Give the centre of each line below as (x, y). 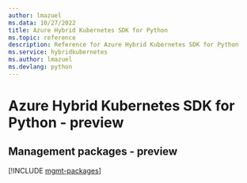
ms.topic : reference (42, 37)
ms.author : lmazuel (40, 60)
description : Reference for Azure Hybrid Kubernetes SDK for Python (123, 45)
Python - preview (66, 122)
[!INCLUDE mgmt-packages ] (55, 170)
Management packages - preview (93, 152)
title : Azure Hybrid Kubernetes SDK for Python (88, 30)
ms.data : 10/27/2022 (42, 23)
